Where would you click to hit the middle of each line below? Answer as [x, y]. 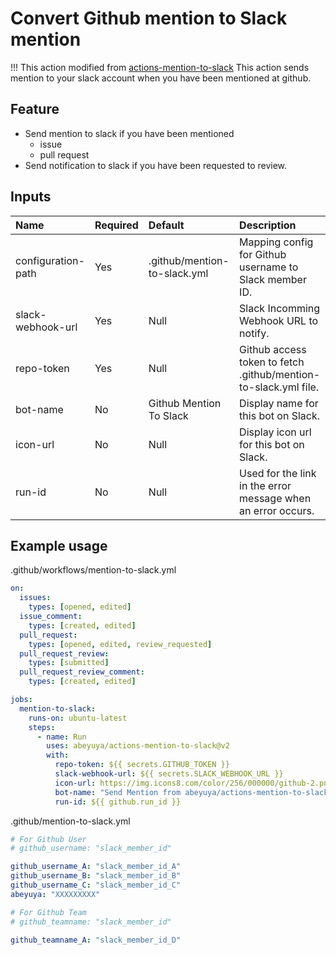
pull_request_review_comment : [82, 672]
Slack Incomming [280, 308]
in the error [265, 485]
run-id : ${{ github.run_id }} [118, 802]
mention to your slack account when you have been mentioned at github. [161, 78]
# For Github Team [48, 912]
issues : [35, 598]
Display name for [279, 403]
